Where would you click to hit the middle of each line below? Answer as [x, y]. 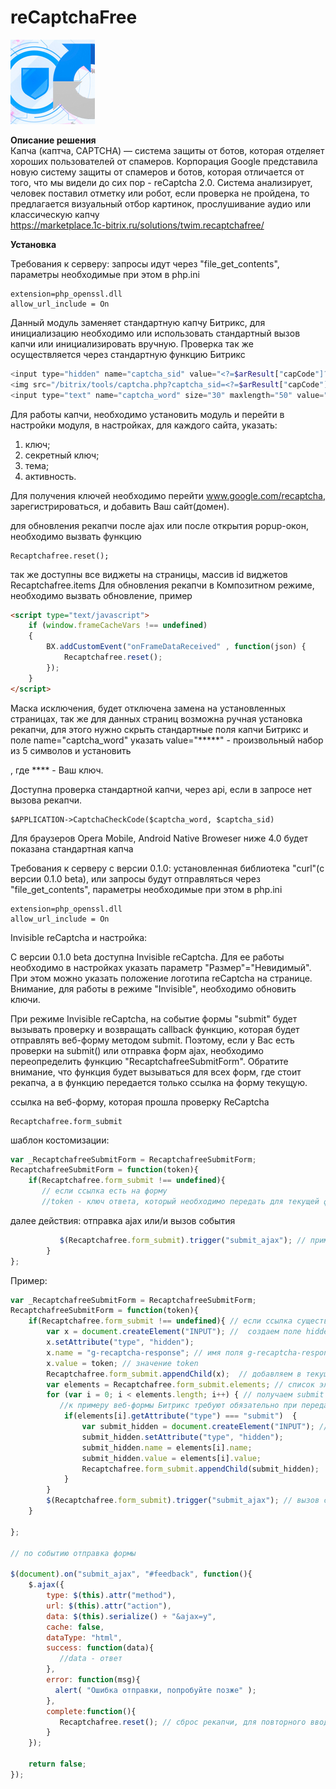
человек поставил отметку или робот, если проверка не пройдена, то [160, 193]
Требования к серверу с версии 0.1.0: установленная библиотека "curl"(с [167, 868]
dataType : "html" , [84, 1637]
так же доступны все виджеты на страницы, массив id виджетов [149, 574]
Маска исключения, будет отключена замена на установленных [148, 708]
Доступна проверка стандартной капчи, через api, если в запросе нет [161, 789]
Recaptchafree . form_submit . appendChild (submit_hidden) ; [200, 1469]
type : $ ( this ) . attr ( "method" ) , [111, 1596]
